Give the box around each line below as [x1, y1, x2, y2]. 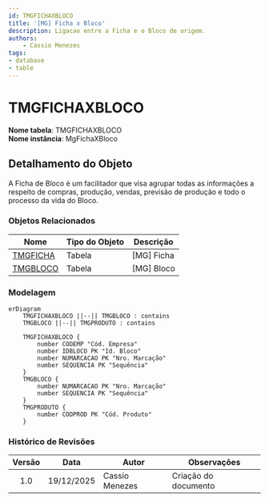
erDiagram [8, 305, 42, 313]
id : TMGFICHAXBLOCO [8, 11, 74, 20]
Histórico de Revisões [8, 436, 95, 447]
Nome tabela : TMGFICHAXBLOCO [8, 125, 122, 135]
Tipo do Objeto [66, 236, 125, 247]
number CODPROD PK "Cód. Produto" [37, 410, 152, 418]
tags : [8, 49, 26, 57]
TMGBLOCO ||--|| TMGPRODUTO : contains [22, 319, 156, 328]
